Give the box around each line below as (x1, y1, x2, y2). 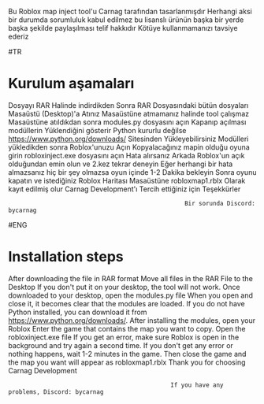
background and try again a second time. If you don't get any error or (8, 340, 234, 350)
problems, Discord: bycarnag (8, 387, 104, 396)
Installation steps (8, 248, 124, 266)
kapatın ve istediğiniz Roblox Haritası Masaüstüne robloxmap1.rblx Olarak (8, 176, 246, 185)
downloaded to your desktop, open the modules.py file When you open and (8, 291, 254, 300)
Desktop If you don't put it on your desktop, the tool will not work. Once (8, 282, 240, 291)
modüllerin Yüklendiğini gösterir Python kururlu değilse (8, 125, 187, 135)
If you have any (170, 381, 224, 389)
